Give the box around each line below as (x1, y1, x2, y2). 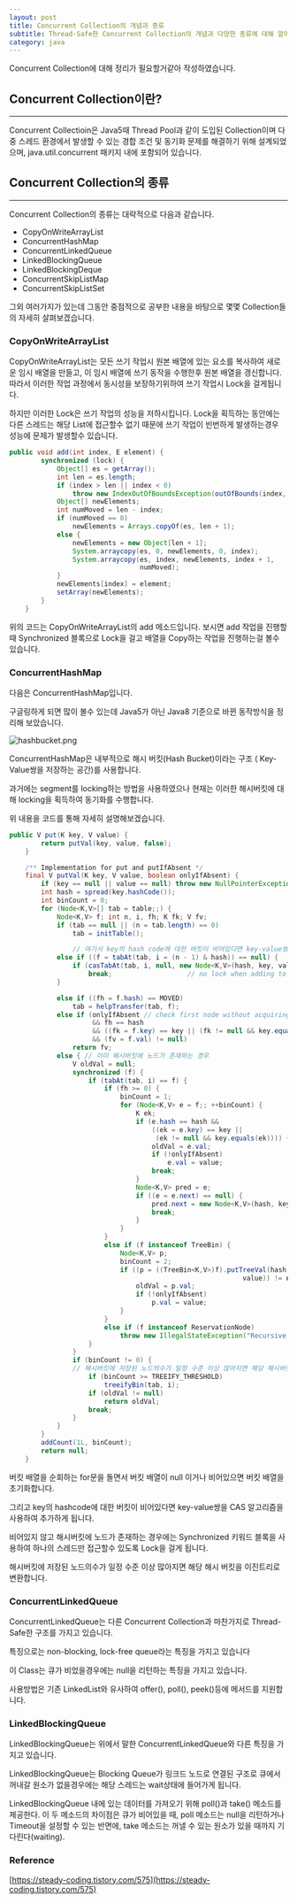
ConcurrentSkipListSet (21, 282, 105, 293)
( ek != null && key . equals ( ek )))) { (155, 1134, 291, 1143)
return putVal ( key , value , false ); (41, 838, 172, 848)
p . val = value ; (151, 1298, 208, 1307)
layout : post (9, 12, 57, 22)
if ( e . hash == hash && (135, 1117, 219, 1126)
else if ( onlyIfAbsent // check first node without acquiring (56, 1010, 291, 1019)
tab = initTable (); (72, 928, 144, 938)
